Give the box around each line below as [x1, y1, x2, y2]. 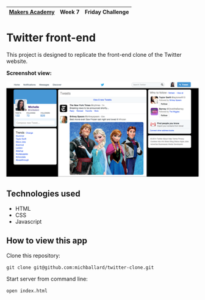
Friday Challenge [84, 8, 129, 15]
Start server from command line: [6, 275, 88, 282]
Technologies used [6, 189, 81, 199]
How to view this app [6, 236, 87, 246]
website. [6, 57, 28, 65]
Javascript [15, 218, 42, 225]
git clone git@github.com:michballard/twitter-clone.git [6, 264, 154, 271]
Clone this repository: [6, 252, 61, 259]
